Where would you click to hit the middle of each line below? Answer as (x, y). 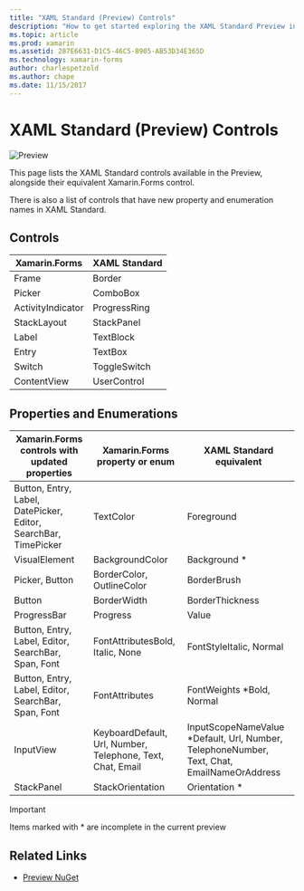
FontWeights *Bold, (228, 690)
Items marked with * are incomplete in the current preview (118, 827)
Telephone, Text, (129, 755)
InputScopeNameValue (236, 727)
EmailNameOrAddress (234, 772)
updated (49, 462)
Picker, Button (44, 580)
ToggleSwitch (122, 367)
